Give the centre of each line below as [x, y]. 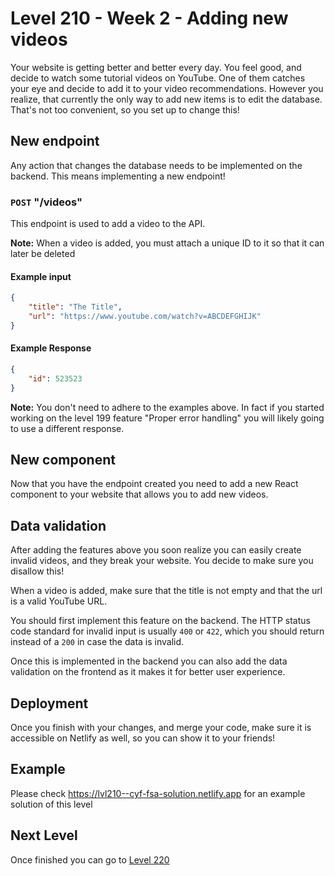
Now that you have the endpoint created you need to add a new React [154, 484]
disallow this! [37, 571]
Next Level [44, 835]
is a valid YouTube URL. [59, 601]
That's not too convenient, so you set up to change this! [125, 109]
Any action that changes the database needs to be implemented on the [156, 165]
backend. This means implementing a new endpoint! [118, 176]
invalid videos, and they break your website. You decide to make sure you [162, 561]
